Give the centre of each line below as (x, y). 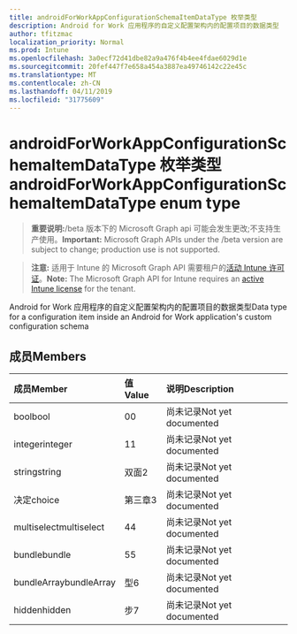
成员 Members (48, 356)
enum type (200, 203)
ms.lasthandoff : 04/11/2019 (61, 91)
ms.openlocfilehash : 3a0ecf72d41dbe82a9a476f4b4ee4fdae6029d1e (128, 58)
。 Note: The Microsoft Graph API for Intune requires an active (151, 279)
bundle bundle (42, 555)
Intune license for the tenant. (83, 289)
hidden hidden (42, 610)
